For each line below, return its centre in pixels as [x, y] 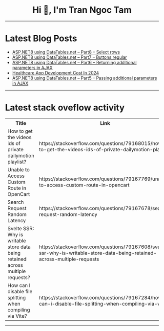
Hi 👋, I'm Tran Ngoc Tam [82, 10]
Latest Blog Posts [41, 38]
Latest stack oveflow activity [65, 108]
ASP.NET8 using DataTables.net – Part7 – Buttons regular [69, 57]
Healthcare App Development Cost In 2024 [55, 72]
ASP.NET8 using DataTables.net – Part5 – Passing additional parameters [84, 78]
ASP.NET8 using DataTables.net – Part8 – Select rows [66, 52]
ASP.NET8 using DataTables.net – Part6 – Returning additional [74, 62]
